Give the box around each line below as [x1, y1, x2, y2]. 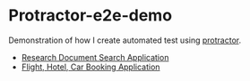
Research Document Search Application [21, 52, 169, 62]
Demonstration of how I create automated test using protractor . [8, 35, 242, 45]
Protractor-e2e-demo [8, 5, 172, 26]
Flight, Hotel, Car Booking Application [21, 61, 160, 72]
